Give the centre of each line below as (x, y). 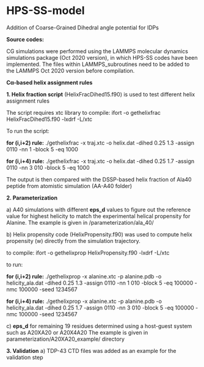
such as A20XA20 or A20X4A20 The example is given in (77, 332)
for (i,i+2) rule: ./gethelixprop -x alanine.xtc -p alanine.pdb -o (84, 276)
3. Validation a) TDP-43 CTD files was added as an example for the (91, 351)
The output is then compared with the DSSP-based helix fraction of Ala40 (99, 179)
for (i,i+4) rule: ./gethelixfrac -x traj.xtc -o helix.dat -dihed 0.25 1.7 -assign (100, 161)
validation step (25, 357)
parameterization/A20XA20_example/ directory (66, 339)
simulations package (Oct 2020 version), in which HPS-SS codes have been (102, 57)
